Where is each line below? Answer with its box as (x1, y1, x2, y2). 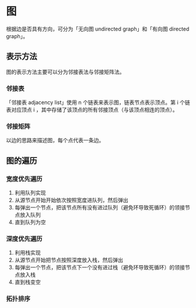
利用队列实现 (14, 189, 46, 196)
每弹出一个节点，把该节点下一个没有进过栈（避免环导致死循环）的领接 (14, 264, 185, 271)
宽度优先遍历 (6, 175, 43, 183)
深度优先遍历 (6, 235, 43, 243)
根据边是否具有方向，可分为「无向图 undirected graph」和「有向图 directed (6, 25, 190, 32)
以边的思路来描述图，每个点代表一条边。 (6, 137, 104, 144)
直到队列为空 (14, 219, 46, 226)
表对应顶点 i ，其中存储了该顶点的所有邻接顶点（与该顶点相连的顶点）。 (6, 106, 178, 113)
